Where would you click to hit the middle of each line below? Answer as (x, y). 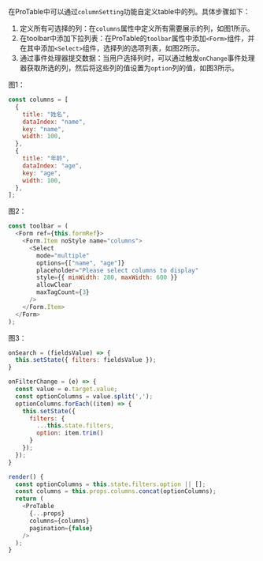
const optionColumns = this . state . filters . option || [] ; (111, 484)
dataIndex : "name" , (54, 122)
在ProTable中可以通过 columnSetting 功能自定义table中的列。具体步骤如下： (129, 11)
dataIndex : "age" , (52, 166)
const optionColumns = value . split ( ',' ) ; (84, 396)
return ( (30, 499)
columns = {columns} (59, 521)
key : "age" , (42, 173)
